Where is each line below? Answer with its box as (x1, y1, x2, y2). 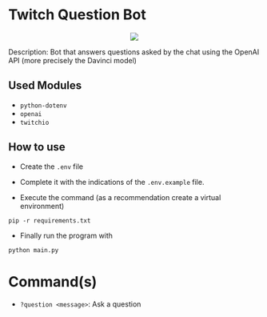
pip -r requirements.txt (8, 216, 91, 225)
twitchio (19, 118, 50, 126)
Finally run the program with (19, 231, 114, 240)
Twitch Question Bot (8, 6, 146, 24)
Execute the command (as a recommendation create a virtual (19, 192, 221, 202)
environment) (19, 201, 65, 211)
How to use (8, 140, 66, 154)
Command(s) (8, 272, 98, 291)
